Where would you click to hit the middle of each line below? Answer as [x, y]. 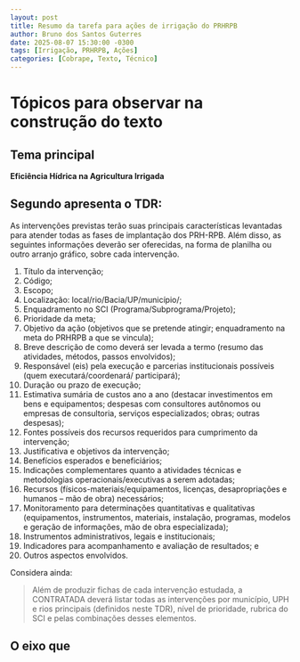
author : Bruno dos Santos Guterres [76, 34]
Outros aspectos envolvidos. [75, 555]
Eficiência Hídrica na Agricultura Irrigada [87, 176]
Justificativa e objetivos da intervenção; [96, 451]
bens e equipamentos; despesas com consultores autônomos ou [142, 404]
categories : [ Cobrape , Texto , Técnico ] [84, 59]
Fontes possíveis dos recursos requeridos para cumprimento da [140, 432]
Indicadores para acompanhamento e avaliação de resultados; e [141, 545]
